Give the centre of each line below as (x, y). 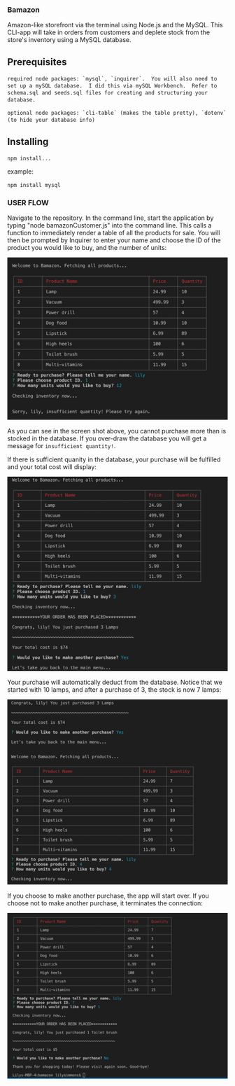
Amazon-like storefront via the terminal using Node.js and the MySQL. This (115, 25)
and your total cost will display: (52, 467)
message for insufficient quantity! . (62, 446)
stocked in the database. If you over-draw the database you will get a (107, 438)
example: (20, 171)
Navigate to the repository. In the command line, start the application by (111, 218)
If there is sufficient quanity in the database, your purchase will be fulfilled (114, 459)
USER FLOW (28, 202)
